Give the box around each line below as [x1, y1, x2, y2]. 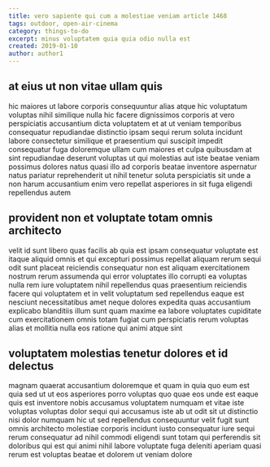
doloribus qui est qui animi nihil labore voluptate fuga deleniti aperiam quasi [8, 441, 262, 451]
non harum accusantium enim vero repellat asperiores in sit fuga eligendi [8, 179, 253, 188]
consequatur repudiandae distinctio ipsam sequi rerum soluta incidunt [8, 127, 243, 136]
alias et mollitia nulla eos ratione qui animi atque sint [8, 322, 183, 333]
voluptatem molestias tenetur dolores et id [8, 347, 229, 361]
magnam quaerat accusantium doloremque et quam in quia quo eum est [8, 381, 250, 391]
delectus [8, 359, 54, 374]
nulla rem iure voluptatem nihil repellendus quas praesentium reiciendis [8, 279, 247, 289]
